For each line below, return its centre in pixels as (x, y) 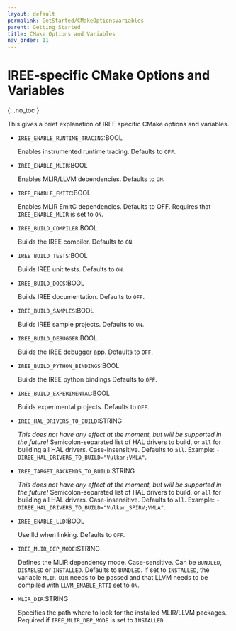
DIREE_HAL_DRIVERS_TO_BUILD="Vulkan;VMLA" (81, 458)
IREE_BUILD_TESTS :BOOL (52, 256)
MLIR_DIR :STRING (43, 599)
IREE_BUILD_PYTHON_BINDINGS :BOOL (68, 366)
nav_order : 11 (28, 41)
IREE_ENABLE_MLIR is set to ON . (61, 215)
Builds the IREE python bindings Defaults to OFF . (87, 379)
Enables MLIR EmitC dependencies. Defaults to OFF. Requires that (114, 207)
